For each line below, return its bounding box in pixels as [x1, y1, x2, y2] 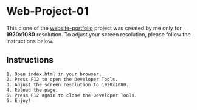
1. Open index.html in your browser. [6, 71, 102, 77]
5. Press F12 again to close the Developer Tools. [6, 92, 137, 98]
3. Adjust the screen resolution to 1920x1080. [6, 81, 130, 88]
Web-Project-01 [6, 4, 89, 18]
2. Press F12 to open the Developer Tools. [6, 76, 119, 83]
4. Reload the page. [6, 87, 59, 93]
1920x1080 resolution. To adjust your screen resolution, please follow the [6, 30, 191, 38]
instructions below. [6, 37, 54, 44]
